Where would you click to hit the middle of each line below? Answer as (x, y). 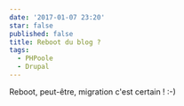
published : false (41, 34)
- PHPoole (35, 58)
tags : (19, 50)
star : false (31, 26)
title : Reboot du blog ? (55, 42)
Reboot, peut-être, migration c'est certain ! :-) (92, 91)
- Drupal (33, 67)
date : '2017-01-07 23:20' (57, 17)
